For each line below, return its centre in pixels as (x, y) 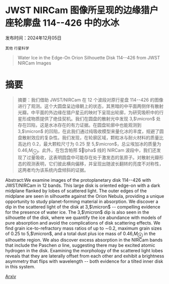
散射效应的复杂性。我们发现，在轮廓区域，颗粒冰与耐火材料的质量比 (93, 137)
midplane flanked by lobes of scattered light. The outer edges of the (76, 191)
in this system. (20, 267)
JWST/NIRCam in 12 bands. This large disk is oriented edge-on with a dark (83, 185)
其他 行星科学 (17, 48)
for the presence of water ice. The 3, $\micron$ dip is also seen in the (77, 212)
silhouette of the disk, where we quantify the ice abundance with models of (83, 218)
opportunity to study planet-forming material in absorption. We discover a (82, 201)
